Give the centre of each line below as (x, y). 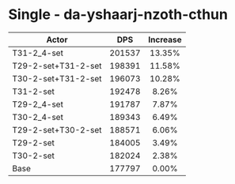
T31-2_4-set (38, 53)
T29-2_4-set (38, 104)
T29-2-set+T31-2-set (57, 66)
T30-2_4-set (38, 117)
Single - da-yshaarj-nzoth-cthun (118, 15)
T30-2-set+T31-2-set (57, 78)
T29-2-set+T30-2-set (57, 130)
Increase (165, 39)
